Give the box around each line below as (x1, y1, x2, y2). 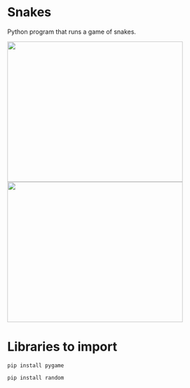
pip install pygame (7, 362, 65, 369)
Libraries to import (7, 339, 118, 355)
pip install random (7, 374, 65, 381)
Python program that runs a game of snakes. (7, 27, 137, 36)
